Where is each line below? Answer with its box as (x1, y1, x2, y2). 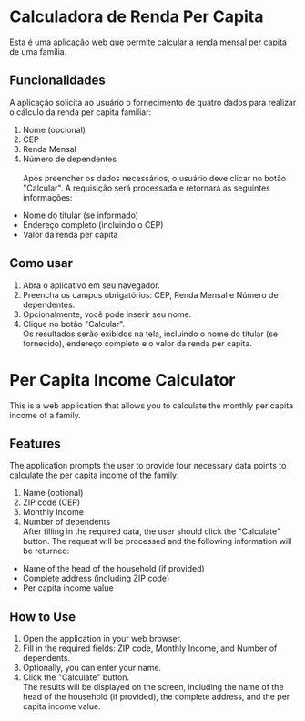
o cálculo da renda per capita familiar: (9, 107, 152, 118)
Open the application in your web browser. (22, 633, 182, 644)
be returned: (22, 545, 70, 557)
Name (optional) (22, 488, 84, 499)
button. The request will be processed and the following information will (22, 536, 292, 547)
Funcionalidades (9, 73, 107, 88)
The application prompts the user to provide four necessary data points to (9, 460, 287, 471)
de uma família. (9, 46, 67, 57)
